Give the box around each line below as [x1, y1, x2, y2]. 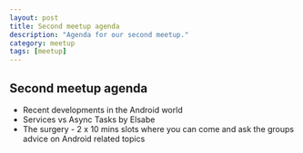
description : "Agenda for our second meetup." [9, 30, 189, 39]
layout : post [9, 13, 59, 23]
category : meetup [9, 38, 76, 48]
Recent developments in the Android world [22, 104, 184, 115]
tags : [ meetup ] [9, 47, 67, 56]
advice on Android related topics [22, 133, 146, 144]
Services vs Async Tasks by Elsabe [22, 114, 156, 125]
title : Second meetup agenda [9, 22, 120, 31]
